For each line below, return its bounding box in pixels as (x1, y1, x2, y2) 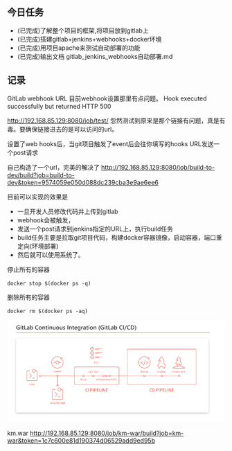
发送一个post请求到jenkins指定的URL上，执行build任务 (17, 224, 173, 233)
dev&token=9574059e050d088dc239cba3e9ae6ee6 (7, 178, 159, 186)
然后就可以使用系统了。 (17, 250, 84, 258)
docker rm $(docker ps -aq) (7, 308, 89, 315)
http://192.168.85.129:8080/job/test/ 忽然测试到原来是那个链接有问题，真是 (7, 116, 220, 125)
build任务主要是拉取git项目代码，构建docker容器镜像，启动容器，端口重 (17, 233, 223, 241)
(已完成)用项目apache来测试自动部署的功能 (17, 44, 141, 52)
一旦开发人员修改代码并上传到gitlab (17, 207, 119, 215)
